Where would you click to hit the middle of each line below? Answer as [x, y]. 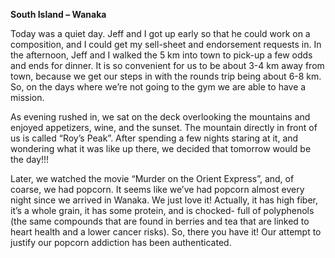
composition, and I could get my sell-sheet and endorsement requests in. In [166, 44]
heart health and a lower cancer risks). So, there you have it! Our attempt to [166, 232]
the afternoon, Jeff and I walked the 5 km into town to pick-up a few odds [161, 55]
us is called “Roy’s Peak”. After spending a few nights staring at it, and [154, 138]
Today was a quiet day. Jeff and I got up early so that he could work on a [160, 33]
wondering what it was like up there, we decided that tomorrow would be [161, 148]
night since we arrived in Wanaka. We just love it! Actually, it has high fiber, [164, 200]
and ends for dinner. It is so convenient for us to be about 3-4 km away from [167, 65]
